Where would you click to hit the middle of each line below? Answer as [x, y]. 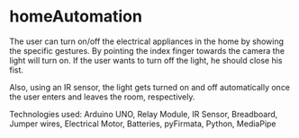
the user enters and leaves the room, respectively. [102, 97]
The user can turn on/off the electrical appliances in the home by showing [147, 41]
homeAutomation [76, 17]
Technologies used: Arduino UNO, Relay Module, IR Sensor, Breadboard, [144, 114]
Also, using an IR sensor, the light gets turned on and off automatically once [150, 87]
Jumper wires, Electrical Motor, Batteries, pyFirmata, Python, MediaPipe [143, 124]
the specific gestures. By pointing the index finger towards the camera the [147, 50]
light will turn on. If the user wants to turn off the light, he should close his [146, 60]
